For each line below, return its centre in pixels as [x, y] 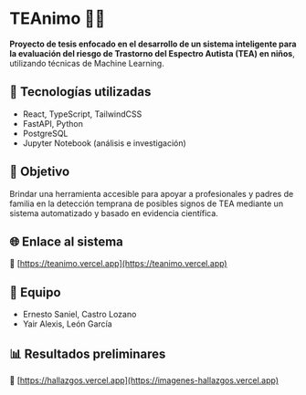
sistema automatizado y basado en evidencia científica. [114, 213]
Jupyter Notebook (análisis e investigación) [105, 143]
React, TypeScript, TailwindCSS [82, 114]
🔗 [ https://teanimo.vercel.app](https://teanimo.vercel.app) [118, 264]
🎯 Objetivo [40, 172]
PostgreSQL [45, 133]
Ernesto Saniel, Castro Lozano [79, 315]
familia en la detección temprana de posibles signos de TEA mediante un [147, 203]
